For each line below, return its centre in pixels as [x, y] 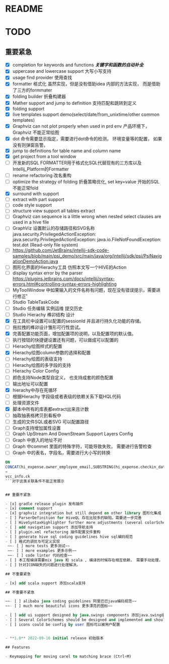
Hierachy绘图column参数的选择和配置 [52, 353]
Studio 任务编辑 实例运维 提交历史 [48, 308]
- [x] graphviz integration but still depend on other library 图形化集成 [83, 513]
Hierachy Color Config [36, 371]
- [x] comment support [29, 508]
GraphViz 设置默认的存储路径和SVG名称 [54, 228]
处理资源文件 [26, 403]
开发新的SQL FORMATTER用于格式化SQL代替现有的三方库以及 [77, 163]
